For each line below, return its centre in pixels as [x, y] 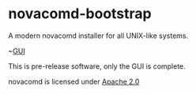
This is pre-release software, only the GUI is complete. [97, 66]
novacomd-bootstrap [80, 14]
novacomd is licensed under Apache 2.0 [74, 81]
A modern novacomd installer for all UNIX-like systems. [98, 36]
